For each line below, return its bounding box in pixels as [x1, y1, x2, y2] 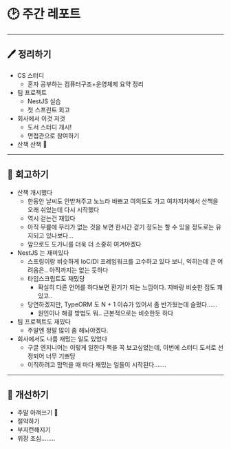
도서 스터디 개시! [27, 123, 72, 131]
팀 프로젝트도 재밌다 [16, 317, 71, 326]
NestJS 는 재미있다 [16, 249, 69, 257]
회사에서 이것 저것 [16, 114, 65, 123]
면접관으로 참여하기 [27, 132, 80, 140]
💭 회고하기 [7, 169, 49, 180]
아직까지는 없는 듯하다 [49, 266, 109, 274]
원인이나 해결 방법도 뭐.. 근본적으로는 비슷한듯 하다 [37, 309, 174, 317]
